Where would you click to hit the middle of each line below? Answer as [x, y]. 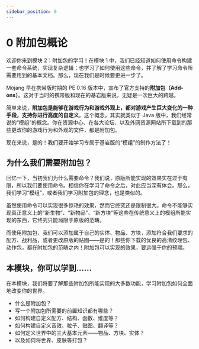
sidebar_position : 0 [32, 12]
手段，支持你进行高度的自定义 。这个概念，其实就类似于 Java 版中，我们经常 [99, 115]
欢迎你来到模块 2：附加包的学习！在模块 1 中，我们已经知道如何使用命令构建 [99, 60]
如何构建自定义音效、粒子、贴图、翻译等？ [67, 325]
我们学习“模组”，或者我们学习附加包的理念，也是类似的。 [76, 193]
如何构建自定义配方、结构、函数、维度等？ [67, 318]
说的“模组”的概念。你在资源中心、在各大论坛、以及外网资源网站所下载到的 [97, 122]
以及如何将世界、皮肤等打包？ [51, 340]
